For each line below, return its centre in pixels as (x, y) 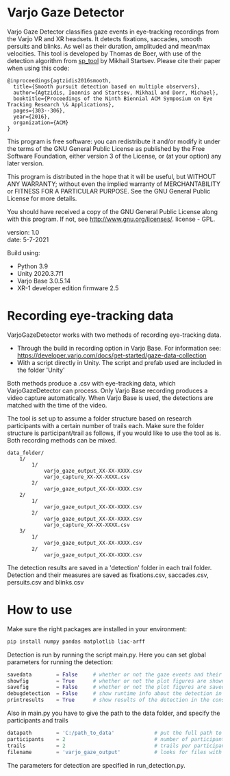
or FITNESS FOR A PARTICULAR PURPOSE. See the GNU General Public (109, 191)
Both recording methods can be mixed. (62, 440)
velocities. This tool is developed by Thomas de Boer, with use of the (104, 54)
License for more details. (42, 198)
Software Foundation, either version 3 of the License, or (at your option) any (114, 156)
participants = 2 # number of (98, 739)
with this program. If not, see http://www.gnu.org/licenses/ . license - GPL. (111, 219)
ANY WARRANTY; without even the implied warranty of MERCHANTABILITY (114, 184)
